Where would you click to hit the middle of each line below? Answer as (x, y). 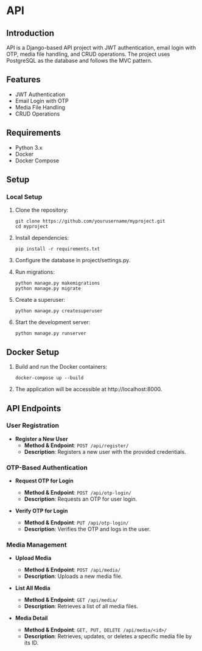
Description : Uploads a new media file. (73, 576)
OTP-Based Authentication (47, 467)
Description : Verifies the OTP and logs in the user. (87, 529)
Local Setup (24, 197)
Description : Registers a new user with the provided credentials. (105, 451)
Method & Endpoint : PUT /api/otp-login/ (76, 523)
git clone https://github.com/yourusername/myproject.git (90, 221)
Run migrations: (35, 272)
